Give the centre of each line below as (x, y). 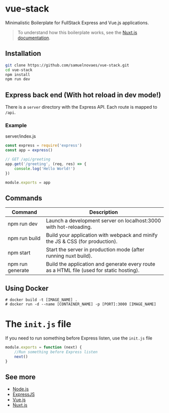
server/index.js (21, 136)
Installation (23, 54)
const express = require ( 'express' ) (44, 146)
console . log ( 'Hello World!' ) (45, 169)
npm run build (24, 238)
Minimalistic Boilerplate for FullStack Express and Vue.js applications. (77, 23)
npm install (18, 74)
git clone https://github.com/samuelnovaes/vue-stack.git (67, 65)
